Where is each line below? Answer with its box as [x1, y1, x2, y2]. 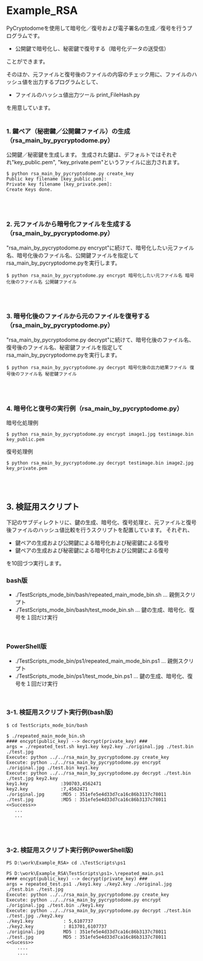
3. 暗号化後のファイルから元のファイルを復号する [6, 312, 150, 321]
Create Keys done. [6, 187, 53, 193]
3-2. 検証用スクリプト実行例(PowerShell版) [6, 846, 134, 854]
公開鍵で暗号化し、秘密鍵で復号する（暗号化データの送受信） [15, 45, 170, 52]
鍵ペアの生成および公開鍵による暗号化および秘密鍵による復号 [15, 539, 169, 546]
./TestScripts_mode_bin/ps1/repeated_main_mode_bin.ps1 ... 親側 [15, 657, 178, 664]
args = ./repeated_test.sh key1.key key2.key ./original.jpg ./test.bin [6, 743, 194, 750]
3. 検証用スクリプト [6, 501, 80, 512]
